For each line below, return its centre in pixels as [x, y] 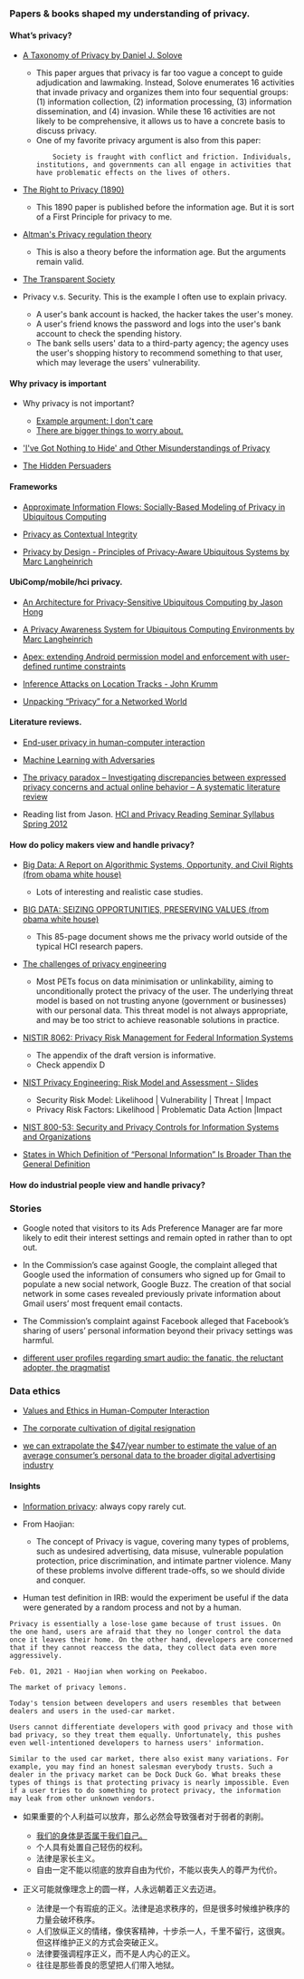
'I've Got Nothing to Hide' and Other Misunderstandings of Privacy [146, 448]
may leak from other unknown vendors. [82, 1799]
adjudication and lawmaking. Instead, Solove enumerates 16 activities [165, 83]
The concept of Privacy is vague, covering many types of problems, [162, 1541]
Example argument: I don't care [95, 421]
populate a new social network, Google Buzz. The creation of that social [157, 1284]
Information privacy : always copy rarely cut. [104, 1506]
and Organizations [57, 1137]
